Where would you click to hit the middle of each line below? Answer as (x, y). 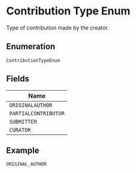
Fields (18, 79)
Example (23, 150)
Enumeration (31, 47)
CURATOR (20, 130)
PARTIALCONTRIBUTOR (37, 113)
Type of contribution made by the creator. (58, 28)
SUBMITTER (23, 122)
